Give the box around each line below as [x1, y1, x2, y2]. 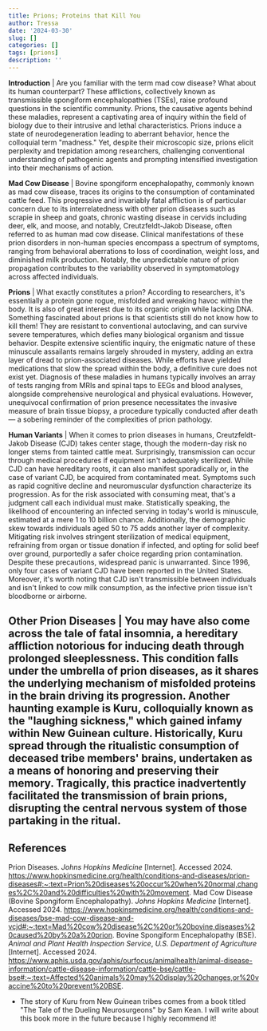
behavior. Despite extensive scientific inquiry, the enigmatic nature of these [8, 338, 256, 347]
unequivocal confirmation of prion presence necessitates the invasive [8, 397, 238, 407]
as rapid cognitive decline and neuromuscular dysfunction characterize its [8, 481, 253, 490]
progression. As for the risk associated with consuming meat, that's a [8, 489, 237, 499]
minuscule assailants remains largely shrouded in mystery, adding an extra [8, 347, 253, 356]
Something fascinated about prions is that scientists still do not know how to [8, 312, 259, 322]
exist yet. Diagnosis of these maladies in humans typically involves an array [8, 372, 257, 382]
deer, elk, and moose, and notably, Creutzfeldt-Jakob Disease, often [8, 220, 233, 230]
